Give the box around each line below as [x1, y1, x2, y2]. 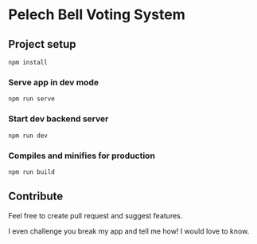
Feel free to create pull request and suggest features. [8, 211, 183, 220]
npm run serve [8, 95, 56, 103]
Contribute [8, 190, 64, 203]
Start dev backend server [8, 113, 109, 124]
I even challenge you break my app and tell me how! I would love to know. [8, 226, 250, 236]
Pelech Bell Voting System [8, 6, 185, 24]
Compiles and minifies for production [8, 150, 155, 161]
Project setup [8, 37, 77, 51]
